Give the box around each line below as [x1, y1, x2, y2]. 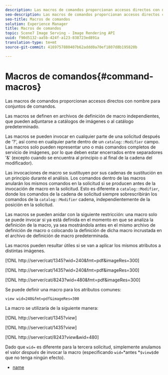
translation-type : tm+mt [5, 40, 57, 45]
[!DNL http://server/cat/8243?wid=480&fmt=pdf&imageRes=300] [5, 277, 141, 283]
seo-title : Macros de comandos [5, 17, 70, 22]
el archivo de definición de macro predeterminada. [5, 233, 109, 239]
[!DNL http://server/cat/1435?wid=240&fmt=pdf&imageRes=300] [5, 267, 139, 273]
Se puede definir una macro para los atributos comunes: [5, 286, 121, 292]
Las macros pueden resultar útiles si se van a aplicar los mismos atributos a [5, 242, 161, 248]
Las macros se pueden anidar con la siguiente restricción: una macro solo [5, 211, 157, 217]
